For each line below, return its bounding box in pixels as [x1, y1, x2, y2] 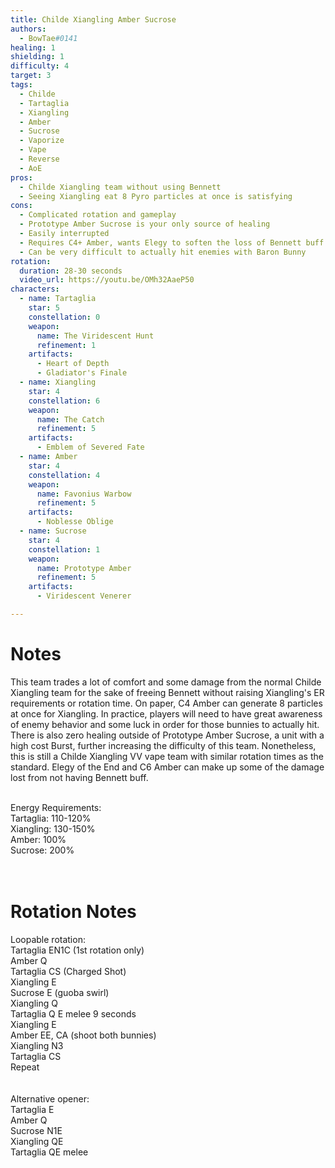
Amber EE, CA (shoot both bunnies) [10, 1029, 157, 1041]
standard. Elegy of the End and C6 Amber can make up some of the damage [10, 761, 325, 773]
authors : [10, 24, 47, 34]
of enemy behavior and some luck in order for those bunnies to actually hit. [10, 718, 320, 730]
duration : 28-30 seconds [19, 266, 123, 276]
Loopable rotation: [10, 933, 86, 945]
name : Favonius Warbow [36, 489, 132, 499]
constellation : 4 [28, 470, 101, 480]
